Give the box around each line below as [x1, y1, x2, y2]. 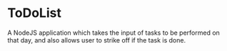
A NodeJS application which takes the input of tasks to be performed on [7, 28, 220, 37]
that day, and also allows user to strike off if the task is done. [7, 35, 186, 44]
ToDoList [7, 5, 62, 21]
